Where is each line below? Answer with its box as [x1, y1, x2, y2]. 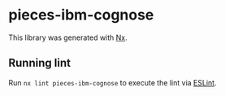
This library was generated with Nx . [8, 33, 128, 42]
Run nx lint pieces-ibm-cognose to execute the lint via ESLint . [8, 77, 217, 87]
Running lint [8, 56, 71, 70]
